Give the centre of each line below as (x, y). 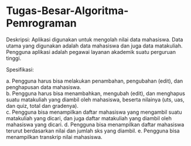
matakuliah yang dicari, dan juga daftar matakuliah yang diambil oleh (89, 118)
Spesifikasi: (20, 69)
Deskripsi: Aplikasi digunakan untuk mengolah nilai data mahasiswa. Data (95, 39)
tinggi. (14, 58)
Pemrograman (42, 23)
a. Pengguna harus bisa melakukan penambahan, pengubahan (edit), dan (95, 81)
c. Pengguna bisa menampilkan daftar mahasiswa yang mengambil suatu (94, 112)
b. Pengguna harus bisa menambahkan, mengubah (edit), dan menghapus (96, 93)
